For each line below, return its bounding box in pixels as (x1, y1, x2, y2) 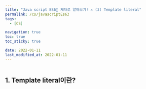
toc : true (5, 34, 26, 39)
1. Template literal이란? (5, 76, 76, 85)
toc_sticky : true (5, 39, 41, 44)
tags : (5, 16, 16, 21)
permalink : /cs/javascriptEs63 (5, 12, 70, 17)
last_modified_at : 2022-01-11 (5, 52, 68, 57)
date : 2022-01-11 (5, 48, 41, 53)
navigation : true (5, 30, 41, 35)
